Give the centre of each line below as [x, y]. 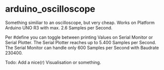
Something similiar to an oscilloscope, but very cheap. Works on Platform [80, 23]
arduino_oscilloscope [50, 9]
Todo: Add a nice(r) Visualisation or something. [53, 62]
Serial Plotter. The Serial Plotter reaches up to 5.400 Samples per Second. [81, 42]
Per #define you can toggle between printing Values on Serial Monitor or [79, 37]
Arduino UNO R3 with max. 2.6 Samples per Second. [59, 27]
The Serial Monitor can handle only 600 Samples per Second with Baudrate [82, 47]
